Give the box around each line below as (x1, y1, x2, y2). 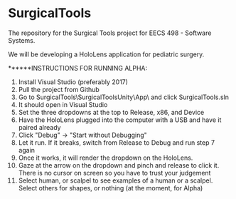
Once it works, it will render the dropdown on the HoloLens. (18, 153, 193, 162)
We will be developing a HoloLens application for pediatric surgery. (8, 50, 205, 58)
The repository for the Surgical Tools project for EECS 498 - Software (8, 29, 212, 37)
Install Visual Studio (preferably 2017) (18, 77, 129, 86)
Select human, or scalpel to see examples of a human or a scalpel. (18, 176, 213, 185)
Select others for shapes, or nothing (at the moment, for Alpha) (18, 183, 203, 192)
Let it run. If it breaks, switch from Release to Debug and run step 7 (18, 138, 215, 147)
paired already (18, 123, 61, 131)
